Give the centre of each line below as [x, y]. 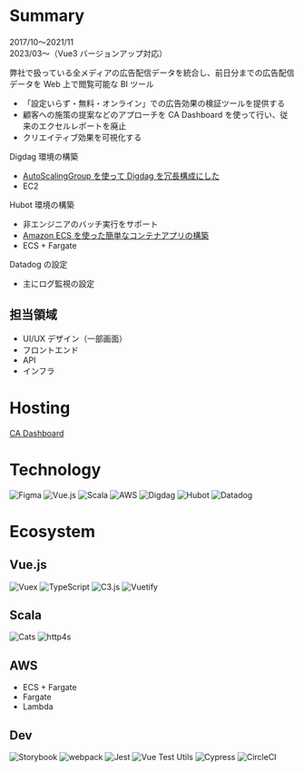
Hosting [40, 408]
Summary [47, 16]
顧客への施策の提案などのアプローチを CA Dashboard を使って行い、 [151, 114]
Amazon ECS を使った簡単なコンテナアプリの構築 [116, 235]
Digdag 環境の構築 [44, 156]
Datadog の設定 [39, 264]
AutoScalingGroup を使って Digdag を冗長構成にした [121, 176]
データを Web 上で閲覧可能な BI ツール [82, 83]
